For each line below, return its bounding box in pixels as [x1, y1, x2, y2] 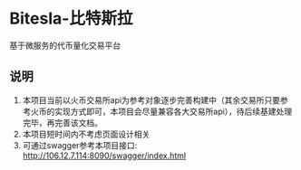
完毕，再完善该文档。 [22, 117, 102, 127]
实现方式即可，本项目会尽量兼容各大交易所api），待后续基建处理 [53, 106, 293, 117]
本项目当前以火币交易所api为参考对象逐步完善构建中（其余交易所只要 [22, 94, 281, 105]
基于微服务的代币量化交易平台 [9, 40, 121, 51]
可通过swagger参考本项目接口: [22, 139, 138, 150]
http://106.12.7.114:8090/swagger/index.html [22, 150, 187, 161]
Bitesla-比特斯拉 [9, 8, 133, 29]
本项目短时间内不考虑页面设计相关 [22, 128, 150, 139]
